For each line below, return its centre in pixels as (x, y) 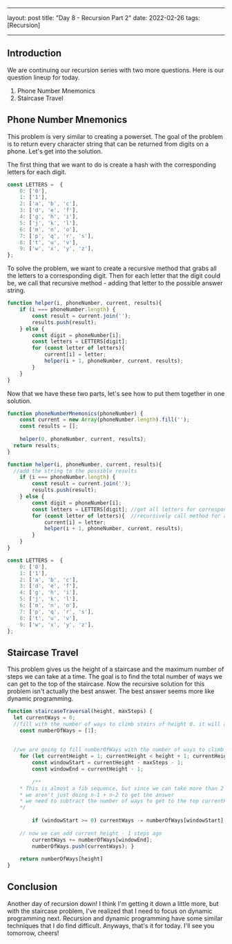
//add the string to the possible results (75, 471)
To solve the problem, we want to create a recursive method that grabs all (112, 268)
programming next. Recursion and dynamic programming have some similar (115, 918)
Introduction (35, 54)
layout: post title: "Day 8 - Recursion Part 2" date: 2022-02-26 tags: (104, 18)
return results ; (37, 445)
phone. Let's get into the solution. (55, 151)
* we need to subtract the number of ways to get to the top (109, 801)
